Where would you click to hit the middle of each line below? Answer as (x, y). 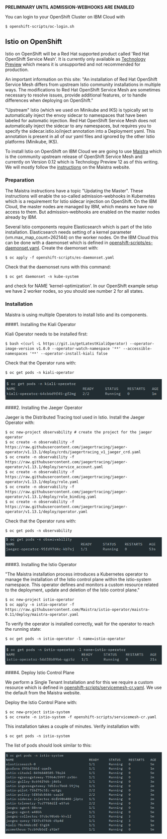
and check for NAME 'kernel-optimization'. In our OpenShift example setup (82, 286)
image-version (20, 349)
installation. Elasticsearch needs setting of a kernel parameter (68, 232)
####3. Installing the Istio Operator (41, 564)
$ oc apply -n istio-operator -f (40, 604)
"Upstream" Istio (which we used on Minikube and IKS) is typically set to (79, 110)
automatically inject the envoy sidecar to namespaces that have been (76, 115)
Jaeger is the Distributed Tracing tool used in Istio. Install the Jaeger (75, 417)
